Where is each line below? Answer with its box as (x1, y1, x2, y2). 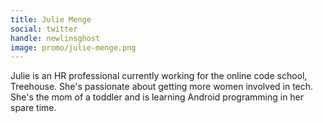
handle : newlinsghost (10, 33, 101, 43)
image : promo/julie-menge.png (10, 42, 137, 53)
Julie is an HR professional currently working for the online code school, (10, 70, 308, 82)
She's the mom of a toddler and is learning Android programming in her (10, 91, 305, 103)
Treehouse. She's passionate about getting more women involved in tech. (10, 81, 314, 93)
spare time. (10, 102, 57, 114)
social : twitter (10, 24, 78, 34)
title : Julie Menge (10, 14, 92, 25)
